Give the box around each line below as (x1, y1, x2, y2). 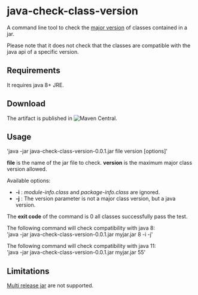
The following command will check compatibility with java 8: (7, 225, 155, 232)
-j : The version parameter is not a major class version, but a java (15, 195, 176, 202)
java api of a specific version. (7, 48, 80, 55)
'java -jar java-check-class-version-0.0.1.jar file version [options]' (7, 147, 168, 155)
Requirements (7, 66, 60, 76)
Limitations (7, 266, 50, 276)
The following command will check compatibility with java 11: (7, 242, 156, 250)
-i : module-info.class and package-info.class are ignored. (15, 189, 160, 196)
